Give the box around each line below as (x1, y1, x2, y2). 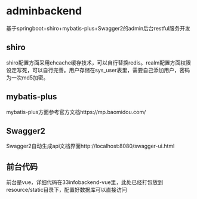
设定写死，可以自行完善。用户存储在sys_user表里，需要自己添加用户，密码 (6, 66, 190, 74)
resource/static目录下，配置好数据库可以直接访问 (6, 186, 127, 194)
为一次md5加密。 (6, 74, 49, 81)
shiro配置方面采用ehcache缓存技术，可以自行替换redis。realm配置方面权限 (6, 59, 191, 66)
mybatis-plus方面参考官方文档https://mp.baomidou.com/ (6, 108, 146, 115)
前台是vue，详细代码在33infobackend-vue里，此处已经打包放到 (6, 179, 164, 186)
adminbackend (6, 4, 82, 18)
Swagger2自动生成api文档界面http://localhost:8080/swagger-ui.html (6, 142, 175, 150)
